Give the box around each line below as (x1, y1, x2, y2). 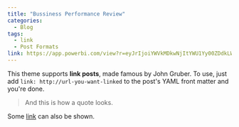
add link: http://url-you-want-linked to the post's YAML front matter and (7, 77, 229, 85)
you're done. (7, 84, 45, 93)
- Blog (14, 23, 33, 31)
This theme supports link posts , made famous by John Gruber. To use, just (7, 69, 228, 78)
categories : (7, 17, 43, 24)
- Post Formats (14, 43, 59, 50)
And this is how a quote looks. (24, 98, 114, 106)
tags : (7, 30, 23, 38)
